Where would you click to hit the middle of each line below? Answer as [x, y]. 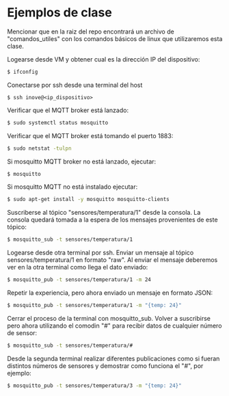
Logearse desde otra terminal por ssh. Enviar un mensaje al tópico [100, 253]
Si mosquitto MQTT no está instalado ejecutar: [72, 187]
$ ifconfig [23, 72]
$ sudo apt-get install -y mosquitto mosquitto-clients [88, 200]
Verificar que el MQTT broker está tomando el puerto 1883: [90, 135]
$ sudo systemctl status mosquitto [58, 122]
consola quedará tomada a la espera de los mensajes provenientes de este [112, 220]
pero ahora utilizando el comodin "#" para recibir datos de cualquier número [114, 326]
